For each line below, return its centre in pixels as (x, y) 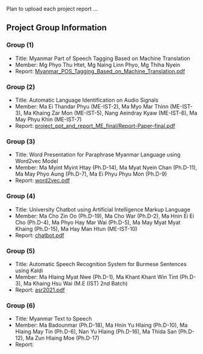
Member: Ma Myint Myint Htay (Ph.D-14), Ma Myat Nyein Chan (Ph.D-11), (106, 168)
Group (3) (21, 141)
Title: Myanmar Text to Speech (53, 319)
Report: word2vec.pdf (42, 181)
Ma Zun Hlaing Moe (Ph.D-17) (63, 338)
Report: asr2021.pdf (40, 290)
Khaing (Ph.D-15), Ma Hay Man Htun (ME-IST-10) (76, 229)
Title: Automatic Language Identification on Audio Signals (87, 100)
